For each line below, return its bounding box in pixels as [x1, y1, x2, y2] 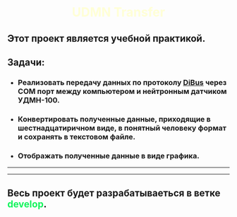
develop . [7, 198, 47, 210]
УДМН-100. [17, 95, 60, 105]
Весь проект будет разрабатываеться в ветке [7, 187, 221, 199]
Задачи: [7, 56, 45, 68]
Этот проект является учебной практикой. [7, 33, 206, 45]
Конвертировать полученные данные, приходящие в [17, 114, 211, 124]
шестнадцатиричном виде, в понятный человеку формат [17, 123, 227, 133]
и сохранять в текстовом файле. [17, 131, 136, 141]
